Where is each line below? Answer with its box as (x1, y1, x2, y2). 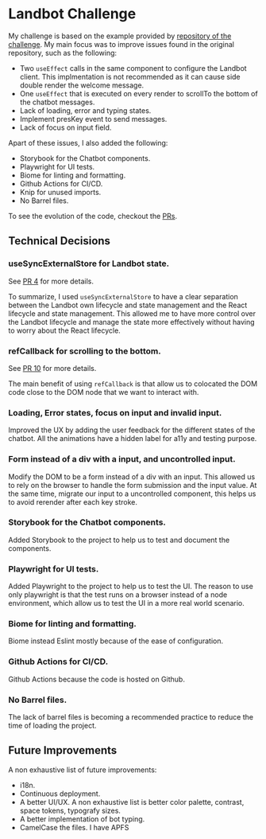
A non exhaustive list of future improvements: (8, 765, 157, 775)
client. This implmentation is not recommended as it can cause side (19, 72, 241, 81)
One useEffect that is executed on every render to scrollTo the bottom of (19, 88, 258, 98)
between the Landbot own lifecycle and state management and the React (8, 300, 248, 310)
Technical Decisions (8, 234, 111, 248)
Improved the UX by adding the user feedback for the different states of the (8, 425, 256, 435)
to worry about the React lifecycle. (8, 326, 121, 335)
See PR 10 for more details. (8, 363, 97, 373)
